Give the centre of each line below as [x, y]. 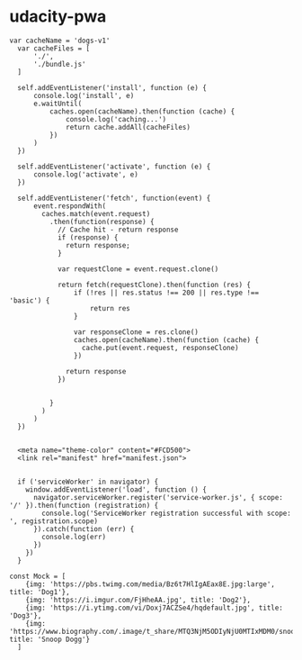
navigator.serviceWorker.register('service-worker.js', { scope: [158, 497]
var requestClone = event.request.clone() [138, 269]
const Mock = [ [38, 576]
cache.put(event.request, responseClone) [160, 348]
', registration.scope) [54, 521]
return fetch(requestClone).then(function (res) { [154, 285]
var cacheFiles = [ [54, 48]
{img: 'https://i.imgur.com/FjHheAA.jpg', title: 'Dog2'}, [138, 600]
